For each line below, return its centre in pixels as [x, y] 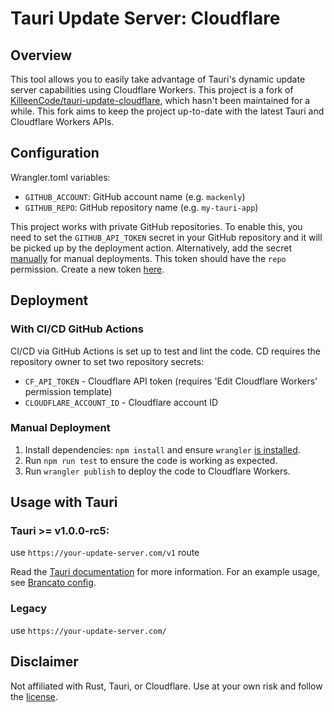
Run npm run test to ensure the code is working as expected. [151, 460]
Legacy [29, 609]
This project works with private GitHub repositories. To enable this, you [156, 226]
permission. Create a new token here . [87, 269]
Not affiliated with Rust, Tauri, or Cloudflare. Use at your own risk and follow [166, 686]
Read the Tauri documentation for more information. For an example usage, [165, 572]
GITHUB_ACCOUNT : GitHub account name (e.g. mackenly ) [135, 196]
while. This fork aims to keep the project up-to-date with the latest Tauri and [167, 111]
